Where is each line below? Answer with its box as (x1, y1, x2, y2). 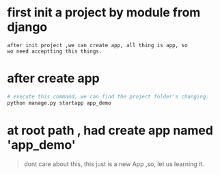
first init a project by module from (7, 5, 201, 21)
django (7, 19, 48, 35)
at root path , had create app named (7, 122, 214, 138)
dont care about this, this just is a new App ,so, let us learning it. (23, 159, 204, 168)
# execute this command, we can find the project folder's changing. (7, 93, 210, 100)
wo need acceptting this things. (7, 48, 102, 55)
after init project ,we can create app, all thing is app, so (7, 42, 188, 49)
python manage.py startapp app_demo (7, 99, 111, 107)
